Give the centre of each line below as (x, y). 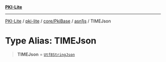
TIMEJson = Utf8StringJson (46, 54)
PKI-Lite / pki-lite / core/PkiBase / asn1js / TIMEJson (58, 21)
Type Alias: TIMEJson (51, 41)
